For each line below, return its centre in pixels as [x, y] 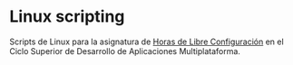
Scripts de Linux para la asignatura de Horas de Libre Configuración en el [146, 42]
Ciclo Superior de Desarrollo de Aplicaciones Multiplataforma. [125, 51]
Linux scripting [67, 17]
